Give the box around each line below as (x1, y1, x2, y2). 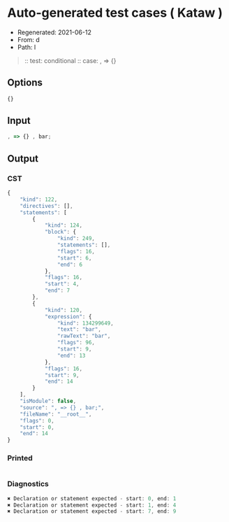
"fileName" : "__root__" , (20, 411, 92, 418)
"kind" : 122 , (20, 196, 58, 203)
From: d (17, 35, 40, 43)
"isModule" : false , (20, 397, 77, 404)
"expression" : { (44, 313, 92, 320)
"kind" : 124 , (44, 222, 82, 229)
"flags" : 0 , (20, 417, 54, 424)
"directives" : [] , (20, 202, 73, 209)
